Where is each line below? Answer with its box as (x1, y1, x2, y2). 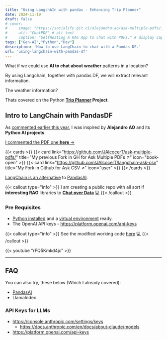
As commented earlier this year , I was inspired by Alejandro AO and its (5, 124, 150, 130)
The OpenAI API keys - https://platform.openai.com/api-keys (12, 221, 137, 227)
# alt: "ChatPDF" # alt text (5, 30, 75, 35)
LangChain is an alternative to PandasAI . (5, 175, 88, 181)
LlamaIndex (12, 295, 36, 301)
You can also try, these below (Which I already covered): (5, 280, 121, 286)
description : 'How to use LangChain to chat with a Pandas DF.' (5, 44, 141, 49)
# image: (5, 26, 32, 31)
